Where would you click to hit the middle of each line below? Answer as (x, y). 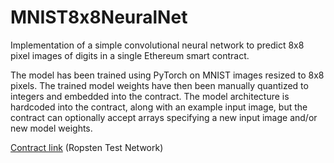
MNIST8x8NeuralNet (99, 17)
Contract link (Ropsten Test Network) (87, 147)
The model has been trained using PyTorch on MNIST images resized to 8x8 (167, 75)
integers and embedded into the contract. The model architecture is (150, 96)
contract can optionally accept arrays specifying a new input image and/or (164, 117)
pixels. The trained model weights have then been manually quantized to (159, 85)
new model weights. (51, 128)
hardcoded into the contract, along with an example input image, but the (159, 107)
